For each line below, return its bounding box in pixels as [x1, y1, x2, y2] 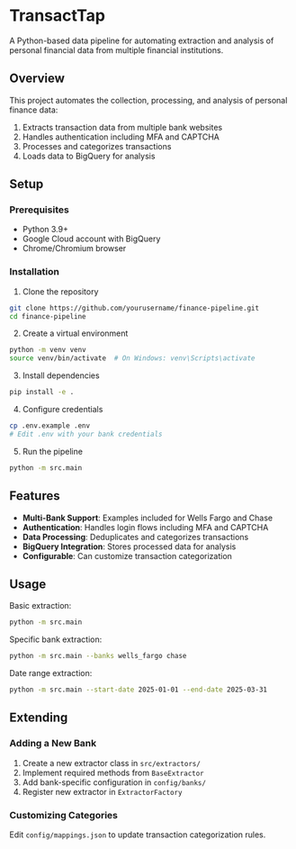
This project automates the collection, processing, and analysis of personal [9, 95, 288, 105]
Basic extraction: [9, 601, 72, 611]
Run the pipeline [22, 446, 84, 456]
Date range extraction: [9, 668, 93, 679]
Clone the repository [22, 285, 99, 297]
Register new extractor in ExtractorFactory [22, 786, 183, 797]
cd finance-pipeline [9, 312, 87, 321]
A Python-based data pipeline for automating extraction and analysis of [9, 35, 274, 46]
